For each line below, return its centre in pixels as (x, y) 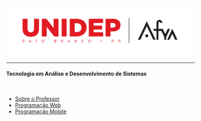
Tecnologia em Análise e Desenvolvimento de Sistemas (77, 74)
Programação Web (38, 105)
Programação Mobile (41, 111)
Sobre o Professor (37, 99)
